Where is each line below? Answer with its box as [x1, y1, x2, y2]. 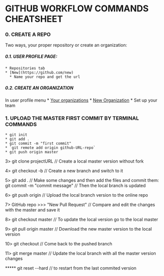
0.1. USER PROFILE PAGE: [5, 54, 58, 60]
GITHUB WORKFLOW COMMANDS [5, 3, 149, 14]
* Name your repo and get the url [9, 74, 80, 79]
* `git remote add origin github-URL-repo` [5, 145, 96, 150]
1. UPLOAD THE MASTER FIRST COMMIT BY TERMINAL [5, 115, 139, 122]
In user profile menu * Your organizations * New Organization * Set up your [5, 97, 158, 103]
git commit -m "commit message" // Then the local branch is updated [5, 182, 146, 188]
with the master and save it [5, 207, 60, 212]
